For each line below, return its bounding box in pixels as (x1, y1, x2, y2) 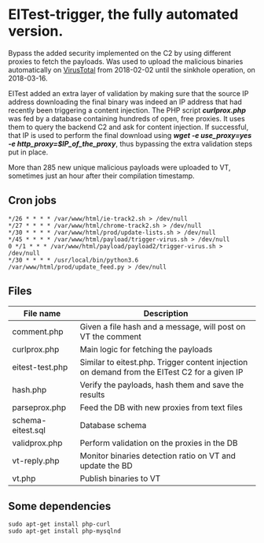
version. (8, 22, 64, 40)
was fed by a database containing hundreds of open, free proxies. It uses (8, 113, 245, 123)
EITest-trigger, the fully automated (8, 6, 239, 24)
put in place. (8, 147, 49, 157)
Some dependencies (8, 499, 112, 513)
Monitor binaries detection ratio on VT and (79, 450, 236, 461)
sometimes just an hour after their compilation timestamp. (8, 171, 195, 180)
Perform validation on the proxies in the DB (79, 437, 238, 448)
